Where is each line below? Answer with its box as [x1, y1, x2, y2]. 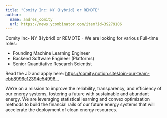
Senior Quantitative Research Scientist [12, 61, 92, 67]
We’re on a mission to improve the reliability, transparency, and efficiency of [5, 86, 162, 92]
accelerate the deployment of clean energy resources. [5, 107, 118, 113]
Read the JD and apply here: [5, 71, 64, 77]
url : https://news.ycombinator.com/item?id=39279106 [10, 21, 122, 27]
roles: [5, 41, 17, 47]
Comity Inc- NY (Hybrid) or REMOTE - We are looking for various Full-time [5, 35, 159, 41]
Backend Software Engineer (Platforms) [12, 56, 94, 62]
